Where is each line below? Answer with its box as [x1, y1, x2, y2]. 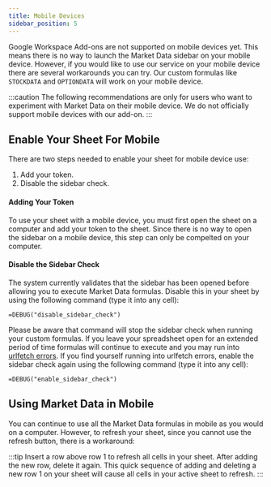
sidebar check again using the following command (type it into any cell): [8, 359, 249, 369]
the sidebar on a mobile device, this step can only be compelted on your [8, 232, 249, 242]
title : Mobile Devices [8, 11, 85, 20]
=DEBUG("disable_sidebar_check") [8, 310, 121, 319]
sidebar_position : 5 [8, 19, 78, 28]
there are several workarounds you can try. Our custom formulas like [8, 67, 237, 77]
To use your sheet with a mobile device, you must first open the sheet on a [8, 215, 257, 225]
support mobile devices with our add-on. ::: [8, 109, 153, 119]
